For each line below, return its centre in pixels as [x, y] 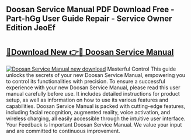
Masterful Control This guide [142, 69]
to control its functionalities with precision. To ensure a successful [86, 81]
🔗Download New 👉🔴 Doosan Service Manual [90, 52]
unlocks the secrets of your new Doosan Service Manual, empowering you [96, 75]
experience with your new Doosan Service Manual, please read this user [93, 87]
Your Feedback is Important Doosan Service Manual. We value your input [94, 125]
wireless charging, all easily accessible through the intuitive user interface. [96, 118]
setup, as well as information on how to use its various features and [87, 100]
